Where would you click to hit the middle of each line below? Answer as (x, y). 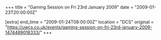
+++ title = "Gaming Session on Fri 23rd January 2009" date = (69, 7)
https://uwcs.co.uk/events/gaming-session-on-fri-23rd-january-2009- (80, 27)
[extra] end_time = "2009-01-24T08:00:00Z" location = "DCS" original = (80, 22)
